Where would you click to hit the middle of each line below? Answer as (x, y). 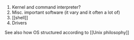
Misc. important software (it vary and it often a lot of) (66, 12)
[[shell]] (20, 18)
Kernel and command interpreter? (46, 7)
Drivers (19, 23)
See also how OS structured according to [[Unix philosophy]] (67, 32)
